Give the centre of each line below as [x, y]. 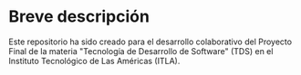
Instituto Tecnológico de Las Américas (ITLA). [94, 61]
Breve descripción [79, 17]
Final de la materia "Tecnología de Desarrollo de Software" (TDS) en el [141, 51]
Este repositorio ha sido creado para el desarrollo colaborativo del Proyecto [150, 42]
